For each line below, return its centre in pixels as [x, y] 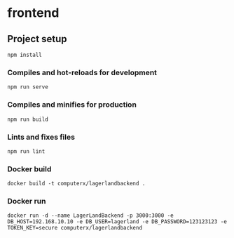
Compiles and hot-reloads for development [82, 72]
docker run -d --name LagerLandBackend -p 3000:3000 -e [90, 216]
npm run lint [26, 151]
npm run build [28, 119]
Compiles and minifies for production [72, 105]
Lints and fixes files [41, 137]
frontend [33, 13]
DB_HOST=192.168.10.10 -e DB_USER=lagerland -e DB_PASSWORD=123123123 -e [117, 222]
